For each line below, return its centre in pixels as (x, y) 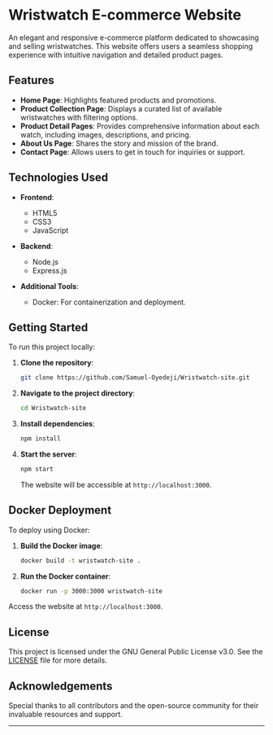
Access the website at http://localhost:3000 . (86, 606)
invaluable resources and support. (66, 715)
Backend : (37, 246)
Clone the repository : (57, 363)
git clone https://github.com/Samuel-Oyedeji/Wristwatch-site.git (135, 378)
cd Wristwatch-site (53, 409)
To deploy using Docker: (50, 530)
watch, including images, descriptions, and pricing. (106, 134)
